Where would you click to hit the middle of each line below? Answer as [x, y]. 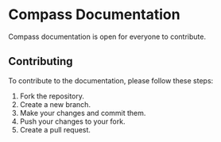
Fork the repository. [52, 96]
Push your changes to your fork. [72, 121]
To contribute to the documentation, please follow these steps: [111, 80]
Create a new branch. [55, 104]
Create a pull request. [55, 129]
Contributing [41, 61]
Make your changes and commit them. [83, 113]
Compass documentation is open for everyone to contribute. [107, 36]
